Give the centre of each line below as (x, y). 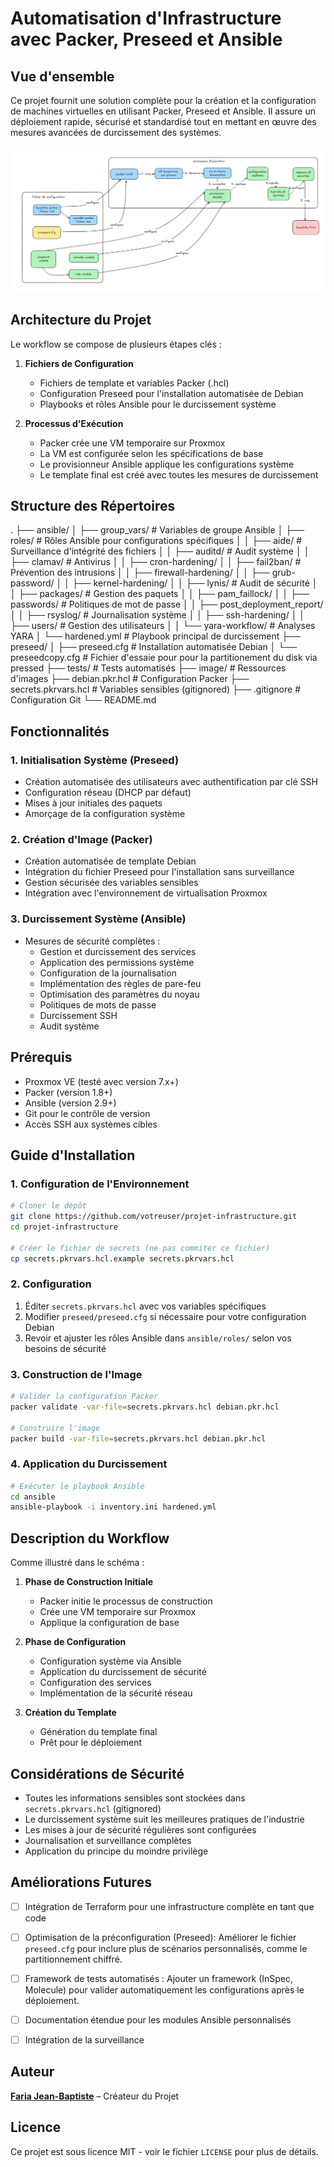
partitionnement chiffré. (73, 1959)
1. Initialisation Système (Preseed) (95, 760)
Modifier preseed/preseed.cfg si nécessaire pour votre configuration (165, 1316)
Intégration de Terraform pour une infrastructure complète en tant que (169, 1906)
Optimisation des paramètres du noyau (119, 994)
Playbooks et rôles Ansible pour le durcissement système (158, 404)
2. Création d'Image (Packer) (81, 840)
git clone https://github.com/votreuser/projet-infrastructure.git (154, 1217)
